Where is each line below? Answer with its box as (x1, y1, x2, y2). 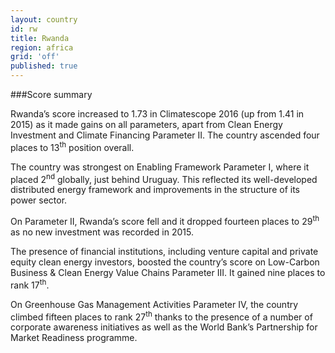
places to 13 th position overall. (10, 140, 135, 153)
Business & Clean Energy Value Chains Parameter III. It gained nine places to (10, 266, 326, 278)
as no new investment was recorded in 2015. (10, 226, 194, 238)
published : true (10, 61, 78, 71)
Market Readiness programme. (10, 332, 138, 344)
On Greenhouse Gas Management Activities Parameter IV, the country (10, 298, 299, 310)
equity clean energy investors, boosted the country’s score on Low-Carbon (10, 256, 320, 268)
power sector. (10, 194, 68, 206)
